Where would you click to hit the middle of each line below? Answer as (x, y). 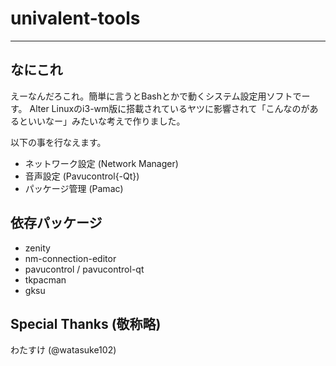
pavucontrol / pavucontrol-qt (84, 269)
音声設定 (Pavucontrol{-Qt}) (82, 176)
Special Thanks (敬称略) (86, 323)
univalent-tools (75, 18)
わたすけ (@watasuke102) (63, 350)
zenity (37, 248)
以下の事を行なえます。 (58, 142)
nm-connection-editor (70, 258)
